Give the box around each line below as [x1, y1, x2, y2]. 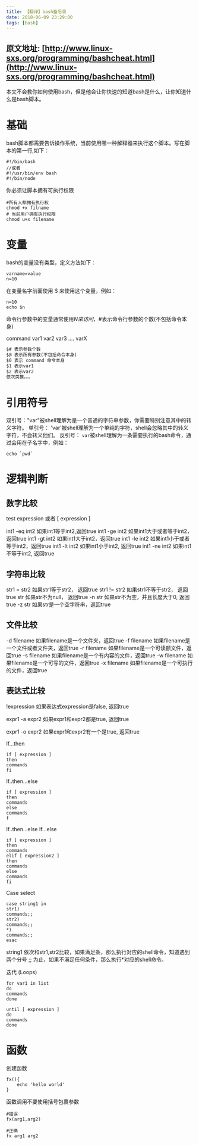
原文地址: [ [6, 43, 45, 54]
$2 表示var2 [6, 369, 34, 375]
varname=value [6, 271, 42, 277]
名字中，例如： [31, 439, 69, 447]
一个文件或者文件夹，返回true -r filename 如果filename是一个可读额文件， [6, 644, 187, 651]
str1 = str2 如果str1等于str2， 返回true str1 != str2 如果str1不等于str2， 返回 [6, 586, 188, 593]
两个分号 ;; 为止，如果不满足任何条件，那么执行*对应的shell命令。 [6, 956, 167, 963]
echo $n [6, 304, 26, 310]
